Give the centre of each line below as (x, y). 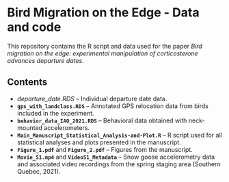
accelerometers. (67, 127)
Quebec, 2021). (39, 171)
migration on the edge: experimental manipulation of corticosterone (103, 53)
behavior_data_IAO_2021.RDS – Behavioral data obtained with (102, 120)
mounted (30, 127)
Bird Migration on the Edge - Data (103, 13)
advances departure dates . (45, 60)
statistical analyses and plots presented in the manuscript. (99, 142)
